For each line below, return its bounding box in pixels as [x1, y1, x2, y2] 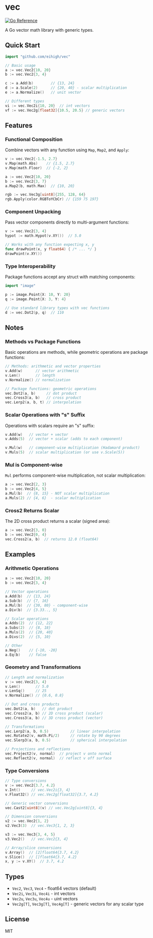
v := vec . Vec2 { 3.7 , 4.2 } [5, 783, 55, 788]
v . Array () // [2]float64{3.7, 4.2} [5, 850, 79, 855]
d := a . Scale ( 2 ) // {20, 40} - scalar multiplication [5, 85, 127, 90]
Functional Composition [5, 136, 63, 143]
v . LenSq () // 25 [5, 689, 47, 693]
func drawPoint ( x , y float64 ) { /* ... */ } [5, 247, 97, 252]
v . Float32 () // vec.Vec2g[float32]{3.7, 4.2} [5, 792, 99, 797]
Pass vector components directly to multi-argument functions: [5, 219, 130, 225]
